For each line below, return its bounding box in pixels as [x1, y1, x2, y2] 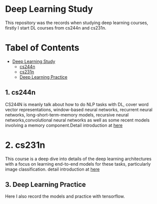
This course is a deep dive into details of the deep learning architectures [5, 156, 152, 162]
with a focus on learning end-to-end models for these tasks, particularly [5, 161, 151, 167]
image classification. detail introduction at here [5, 166, 100, 172]
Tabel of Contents [5, 42, 79, 54]
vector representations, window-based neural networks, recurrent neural [5, 107, 153, 113]
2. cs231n [5, 139, 46, 150]
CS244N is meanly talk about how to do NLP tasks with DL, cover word [5, 101, 149, 107]
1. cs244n [5, 88, 36, 97]
